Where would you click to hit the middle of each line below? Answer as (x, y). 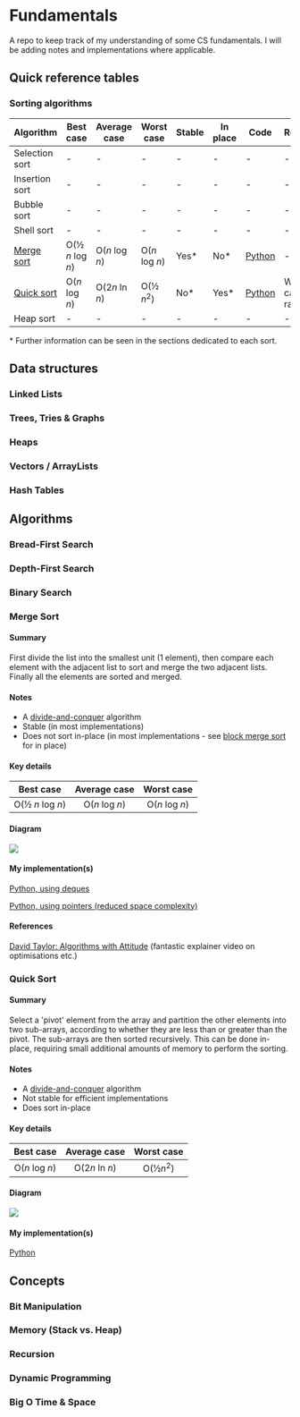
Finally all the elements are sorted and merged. (96, 676)
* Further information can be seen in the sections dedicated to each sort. (143, 340)
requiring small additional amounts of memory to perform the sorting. (161, 1048)
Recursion (32, 1354)
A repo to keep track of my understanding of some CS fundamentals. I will (146, 40)
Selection (33, 153)
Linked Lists (36, 394)
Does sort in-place (56, 1108)
